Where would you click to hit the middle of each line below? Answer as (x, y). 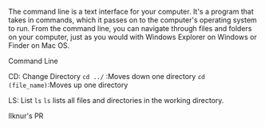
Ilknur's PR (26, 116)
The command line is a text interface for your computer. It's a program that (131, 12)
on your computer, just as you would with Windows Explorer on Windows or (132, 37)
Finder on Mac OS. (39, 46)
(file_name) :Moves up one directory (68, 85)
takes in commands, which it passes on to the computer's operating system (132, 20)
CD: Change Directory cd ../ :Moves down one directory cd (107, 76)
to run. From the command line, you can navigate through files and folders (130, 28)
